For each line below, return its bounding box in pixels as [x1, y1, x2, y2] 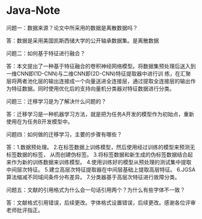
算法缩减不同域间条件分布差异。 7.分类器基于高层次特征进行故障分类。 [6, 173, 180, 181]
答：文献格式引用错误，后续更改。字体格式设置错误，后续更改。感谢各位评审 [6, 199, 196, 206]
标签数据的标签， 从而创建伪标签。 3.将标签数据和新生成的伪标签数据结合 [6, 151, 188, 158]
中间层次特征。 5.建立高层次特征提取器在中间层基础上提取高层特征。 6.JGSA [6, 166, 196, 173]
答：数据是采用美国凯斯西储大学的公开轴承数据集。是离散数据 [6, 37, 159, 44]
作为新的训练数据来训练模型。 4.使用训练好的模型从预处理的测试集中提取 [11, 158, 192, 166]
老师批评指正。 [6, 206, 43, 214]
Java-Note [6, 4, 61, 17]
